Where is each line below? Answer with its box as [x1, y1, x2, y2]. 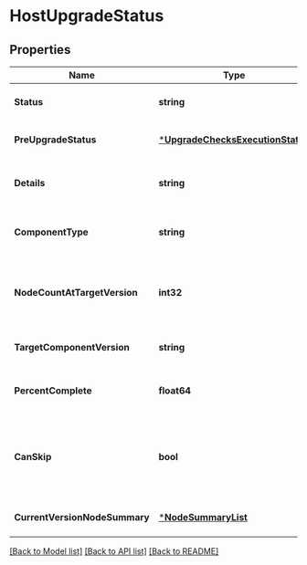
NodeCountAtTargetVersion [14, 287, 139, 298]
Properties [9, 42, 71, 58]
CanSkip [14, 451, 52, 463]
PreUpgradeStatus [14, 133, 97, 146]
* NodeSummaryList [158, 511, 249, 523]
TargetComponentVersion [14, 341, 130, 353]
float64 [158, 384, 192, 397]
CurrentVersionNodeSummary [14, 511, 150, 523]
